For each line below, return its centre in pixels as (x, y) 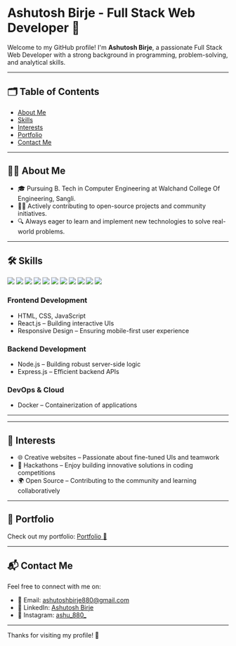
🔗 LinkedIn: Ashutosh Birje (55, 607)
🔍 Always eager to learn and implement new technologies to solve (114, 221)
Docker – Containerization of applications (77, 405)
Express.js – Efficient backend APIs (68, 371)
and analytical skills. (37, 62)
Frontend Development (47, 300)
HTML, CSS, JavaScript (52, 316)
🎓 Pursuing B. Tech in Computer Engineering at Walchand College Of (119, 188)
